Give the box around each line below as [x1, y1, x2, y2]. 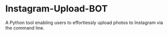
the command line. [5, 24, 45, 30]
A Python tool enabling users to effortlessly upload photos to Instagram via [5, 19, 163, 25]
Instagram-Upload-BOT [5, 3, 108, 14]
